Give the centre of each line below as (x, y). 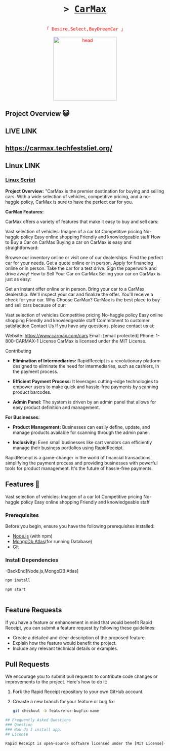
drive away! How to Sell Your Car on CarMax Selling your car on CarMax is (83, 273)
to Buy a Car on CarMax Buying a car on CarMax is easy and (68, 242)
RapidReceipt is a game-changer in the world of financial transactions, (79, 457)
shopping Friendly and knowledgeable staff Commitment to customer (78, 320)
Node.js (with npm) (33, 536)
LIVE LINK (21, 131)
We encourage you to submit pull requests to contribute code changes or (81, 676)
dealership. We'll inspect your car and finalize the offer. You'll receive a (79, 294)
